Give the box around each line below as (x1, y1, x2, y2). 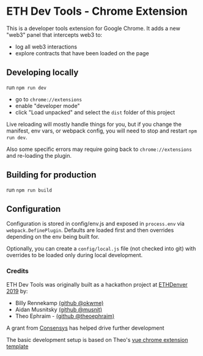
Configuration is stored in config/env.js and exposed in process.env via (6, 220, 185, 228)
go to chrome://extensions (15, 95, 83, 103)
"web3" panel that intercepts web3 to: (6, 31, 103, 38)
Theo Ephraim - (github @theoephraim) (15, 312, 115, 320)
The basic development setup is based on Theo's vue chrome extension (6, 336, 188, 343)
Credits (6, 267, 29, 276)
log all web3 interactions (15, 43, 78, 50)
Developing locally (6, 68, 79, 78)
